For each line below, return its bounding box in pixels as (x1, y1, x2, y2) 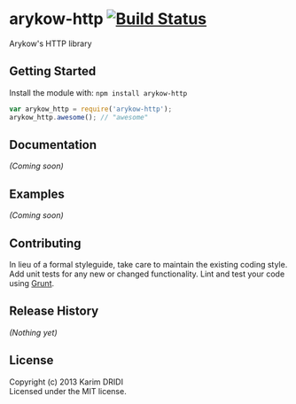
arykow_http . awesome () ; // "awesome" (9, 113, 149, 121)
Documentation (9, 137, 97, 152)
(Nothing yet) (9, 327, 58, 338)
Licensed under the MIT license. (9, 385, 127, 396)
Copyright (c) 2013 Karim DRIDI (9, 377, 124, 387)
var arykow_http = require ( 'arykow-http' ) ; (9, 105, 173, 113)
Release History (9, 304, 99, 319)
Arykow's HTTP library (9, 38, 92, 49)
